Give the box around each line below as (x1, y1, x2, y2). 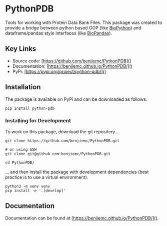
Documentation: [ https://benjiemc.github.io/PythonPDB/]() (12, 63, 132, 69)
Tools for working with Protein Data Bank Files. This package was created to (5, 19, 162, 25)
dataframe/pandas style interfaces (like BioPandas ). (5, 30, 112, 36)
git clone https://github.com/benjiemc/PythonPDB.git (5, 138, 120, 143)
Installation (5, 83, 41, 91)
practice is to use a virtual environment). (5, 174, 88, 180)
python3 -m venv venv (5, 184, 50, 189)
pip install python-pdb (5, 106, 55, 111)
